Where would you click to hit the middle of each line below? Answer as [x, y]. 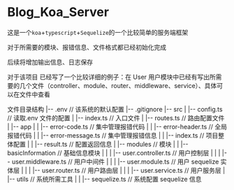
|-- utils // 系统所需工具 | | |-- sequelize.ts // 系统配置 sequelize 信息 [104, 179]
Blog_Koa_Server [58, 12]
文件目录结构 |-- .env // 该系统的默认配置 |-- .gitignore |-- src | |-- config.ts [115, 109]
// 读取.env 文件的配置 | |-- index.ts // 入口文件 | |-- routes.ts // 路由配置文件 [116, 118]
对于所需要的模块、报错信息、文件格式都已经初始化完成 [87, 47]
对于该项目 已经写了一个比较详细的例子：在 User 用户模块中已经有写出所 [112, 77]
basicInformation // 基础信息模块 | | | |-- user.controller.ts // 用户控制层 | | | [114, 153]
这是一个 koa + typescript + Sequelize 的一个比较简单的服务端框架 [98, 32]
